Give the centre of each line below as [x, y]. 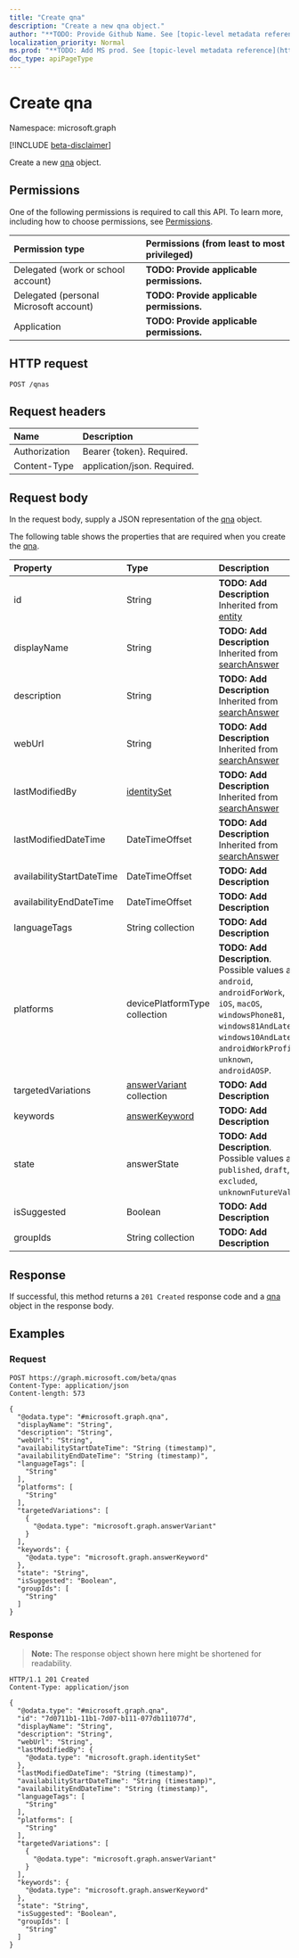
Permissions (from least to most [215, 244]
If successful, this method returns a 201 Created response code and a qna [145, 1296]
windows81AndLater [257, 1026]
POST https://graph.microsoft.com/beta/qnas [93, 1378]
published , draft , [254, 1169]
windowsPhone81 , [252, 1015]
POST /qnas [29, 384]
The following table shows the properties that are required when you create [148, 537]
